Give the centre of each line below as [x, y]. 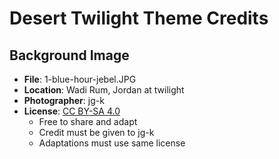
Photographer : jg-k [64, 100]
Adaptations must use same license [112, 143]
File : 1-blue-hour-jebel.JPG [80, 79]
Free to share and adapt [88, 121]
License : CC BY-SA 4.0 [72, 111]
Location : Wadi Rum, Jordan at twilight [104, 90]
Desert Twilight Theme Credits [139, 18]
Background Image [69, 55]
